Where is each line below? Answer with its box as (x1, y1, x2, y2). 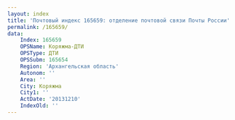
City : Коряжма (20, 83, 62, 90)
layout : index (7, 10, 50, 18)
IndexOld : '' (20, 102, 59, 109)
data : (7, 30, 23, 37)
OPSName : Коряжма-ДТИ (20, 43, 84, 50)
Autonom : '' (20, 69, 55, 76)
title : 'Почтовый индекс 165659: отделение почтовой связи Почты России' (7, 17, 231, 24)
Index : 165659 (20, 37, 62, 44)
